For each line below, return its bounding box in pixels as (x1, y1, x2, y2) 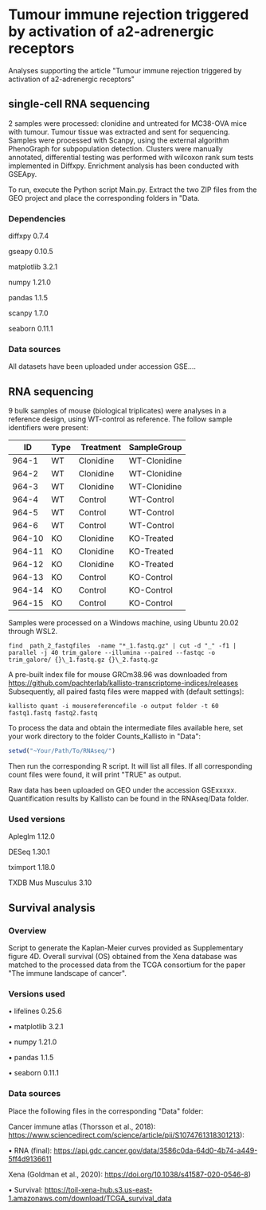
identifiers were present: (8, 423, 89, 433)
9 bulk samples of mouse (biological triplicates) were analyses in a (8, 406, 227, 416)
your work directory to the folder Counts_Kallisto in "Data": (8, 731, 201, 742)
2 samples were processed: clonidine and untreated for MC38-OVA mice (8, 118, 247, 128)
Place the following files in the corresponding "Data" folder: (8, 1106, 204, 1116)
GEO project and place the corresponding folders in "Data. (8, 193, 201, 202)
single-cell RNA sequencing (8, 97, 151, 111)
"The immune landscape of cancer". (8, 969, 127, 978)
